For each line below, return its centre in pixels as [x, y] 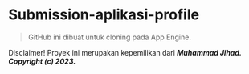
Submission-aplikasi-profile [104, 15]
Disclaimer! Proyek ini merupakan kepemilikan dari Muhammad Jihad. [125, 52]
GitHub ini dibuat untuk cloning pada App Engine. [109, 37]
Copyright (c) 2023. [42, 61]
